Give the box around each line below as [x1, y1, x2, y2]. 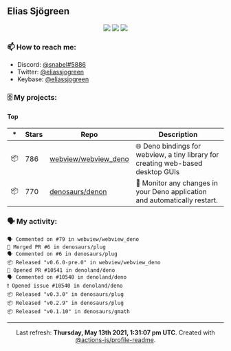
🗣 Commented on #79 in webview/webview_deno [7, 235, 140, 243]
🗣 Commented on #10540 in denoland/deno [7, 273, 127, 281]
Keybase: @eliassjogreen [16, 75, 89, 83]
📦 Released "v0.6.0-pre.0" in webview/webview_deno [7, 259, 161, 266]
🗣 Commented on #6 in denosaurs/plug [7, 251, 118, 257]
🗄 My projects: [7, 93, 57, 103]
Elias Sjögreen [7, 6, 70, 17]
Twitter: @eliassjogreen [16, 68, 85, 76]
